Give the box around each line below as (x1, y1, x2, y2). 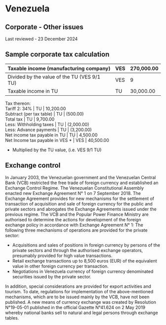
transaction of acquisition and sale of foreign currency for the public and (5, 200, 153, 206)
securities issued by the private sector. (12, 273, 91, 279)
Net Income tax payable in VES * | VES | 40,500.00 (5, 137, 110, 143)
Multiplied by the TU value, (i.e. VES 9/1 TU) (12, 147, 102, 153)
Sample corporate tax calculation (5, 50, 110, 59)
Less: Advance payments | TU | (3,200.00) (5, 127, 92, 132)
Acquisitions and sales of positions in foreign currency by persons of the (12, 242, 161, 248)
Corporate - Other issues (5, 23, 84, 31)
